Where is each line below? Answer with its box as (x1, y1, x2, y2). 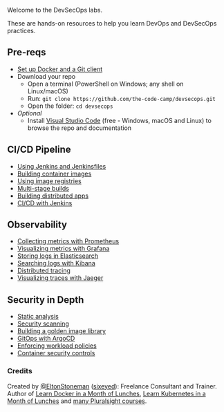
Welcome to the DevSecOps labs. (7, 6, 102, 14)
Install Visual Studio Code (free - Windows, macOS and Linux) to (27, 116, 212, 124)
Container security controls (17, 349, 95, 357)
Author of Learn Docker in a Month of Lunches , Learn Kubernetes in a (7, 389, 206, 397)
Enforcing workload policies (17, 341, 97, 350)
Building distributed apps (17, 191, 88, 200)
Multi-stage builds (17, 184, 69, 192)
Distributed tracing (17, 266, 71, 275)
